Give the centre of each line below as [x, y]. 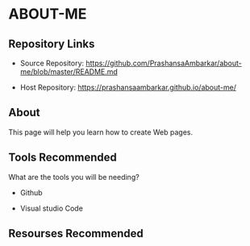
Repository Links [52, 44]
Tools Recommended [62, 158]
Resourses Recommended [76, 233]
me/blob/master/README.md [69, 72]
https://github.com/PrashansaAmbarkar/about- [164, 63]
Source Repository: [52, 63]
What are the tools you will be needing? [74, 177]
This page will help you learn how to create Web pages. [101, 132]
